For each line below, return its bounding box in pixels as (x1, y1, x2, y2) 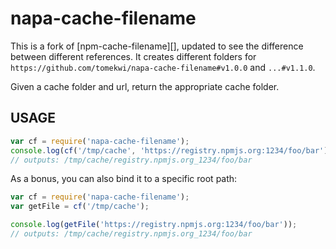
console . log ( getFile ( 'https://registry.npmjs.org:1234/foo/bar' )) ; (10, 220, 298, 230)
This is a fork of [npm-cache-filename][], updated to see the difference (10, 40, 304, 52)
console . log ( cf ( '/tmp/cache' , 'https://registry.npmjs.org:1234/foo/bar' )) (10, 145, 333, 156)
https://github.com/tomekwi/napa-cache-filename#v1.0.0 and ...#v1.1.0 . (10, 61, 316, 73)
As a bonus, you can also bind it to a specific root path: (10, 173, 238, 185)
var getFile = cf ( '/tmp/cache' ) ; (10, 202, 150, 212)
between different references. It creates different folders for (10, 50, 257, 62)
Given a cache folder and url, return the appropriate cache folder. (10, 80, 280, 92)
